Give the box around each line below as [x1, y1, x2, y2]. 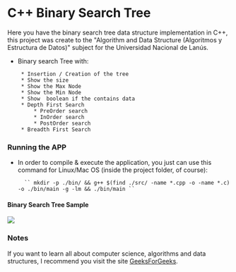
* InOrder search [33, 113, 85, 120]
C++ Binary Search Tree [7, 5, 151, 21]
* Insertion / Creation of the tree [20, 70, 129, 78]
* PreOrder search [33, 107, 88, 114]
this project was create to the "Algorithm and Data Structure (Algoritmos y [7, 35, 223, 44]
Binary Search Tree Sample [7, 200, 89, 209]
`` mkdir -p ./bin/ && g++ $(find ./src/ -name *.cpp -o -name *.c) [24, 180, 230, 187]
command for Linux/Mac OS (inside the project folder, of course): [17, 166, 208, 174]
